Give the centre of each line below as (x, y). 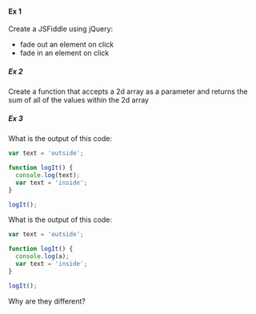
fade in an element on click (64, 53)
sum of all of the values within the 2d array (79, 100)
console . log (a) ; (42, 256)
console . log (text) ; (48, 175)
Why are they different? (47, 301)
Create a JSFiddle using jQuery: (61, 29)
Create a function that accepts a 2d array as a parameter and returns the (128, 91)
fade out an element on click (67, 45)
